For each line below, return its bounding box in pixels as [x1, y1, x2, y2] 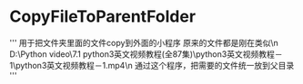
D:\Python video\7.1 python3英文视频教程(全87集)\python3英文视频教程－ [9, 48, 283, 60]
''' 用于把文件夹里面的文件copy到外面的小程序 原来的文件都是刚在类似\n [9, 37, 279, 48]
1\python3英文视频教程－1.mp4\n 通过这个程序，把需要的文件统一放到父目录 [9, 60, 295, 70]
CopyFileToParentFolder [9, 6, 197, 27]
